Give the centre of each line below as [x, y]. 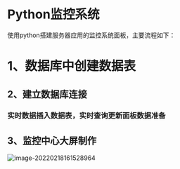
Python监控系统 [53, 14]
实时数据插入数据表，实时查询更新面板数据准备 [86, 116]
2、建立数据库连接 [47, 94]
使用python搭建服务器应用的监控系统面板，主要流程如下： [91, 35]
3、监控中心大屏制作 [52, 141]
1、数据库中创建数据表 [72, 66]
